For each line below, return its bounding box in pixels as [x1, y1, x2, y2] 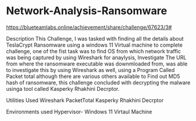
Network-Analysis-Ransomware [6, 4, 168, 18]
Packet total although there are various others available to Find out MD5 [6, 73, 181, 80]
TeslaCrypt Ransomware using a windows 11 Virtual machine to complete [6, 41, 183, 48]
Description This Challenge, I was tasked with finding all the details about [6, 35, 184, 42]
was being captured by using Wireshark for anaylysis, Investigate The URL [6, 54, 187, 61]
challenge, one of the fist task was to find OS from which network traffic [6, 47, 181, 54]
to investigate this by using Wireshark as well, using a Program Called [6, 66, 175, 73]
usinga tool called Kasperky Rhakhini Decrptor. [6, 85, 119, 92]
